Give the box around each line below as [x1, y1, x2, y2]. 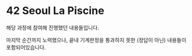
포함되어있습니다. [6, 44, 46, 51]
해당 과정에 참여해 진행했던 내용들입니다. [6, 24, 99, 31]
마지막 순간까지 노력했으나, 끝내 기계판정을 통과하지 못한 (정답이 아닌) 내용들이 [6, 36, 187, 43]
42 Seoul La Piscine [6, 4, 105, 17]
